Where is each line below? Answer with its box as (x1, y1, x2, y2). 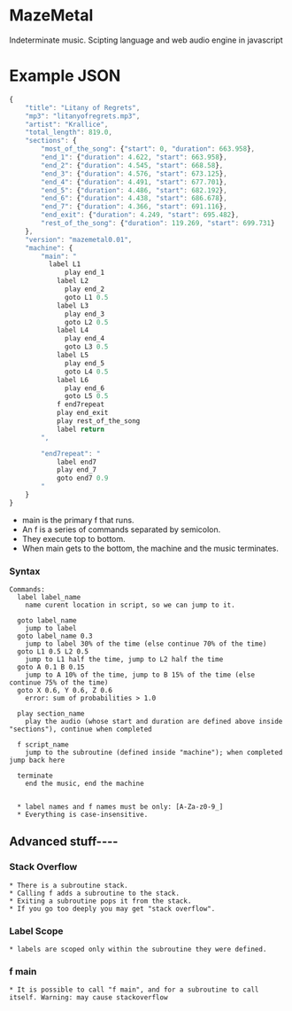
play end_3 (65, 310, 104, 318)
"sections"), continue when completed (9, 725, 152, 734)
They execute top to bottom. (21, 533, 126, 544)
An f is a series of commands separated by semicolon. (21, 524, 221, 535)
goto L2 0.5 (65, 317, 109, 326)
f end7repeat (56, 400, 104, 409)
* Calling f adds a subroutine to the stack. (9, 889, 180, 897)
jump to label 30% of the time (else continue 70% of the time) (25, 639, 267, 648)
